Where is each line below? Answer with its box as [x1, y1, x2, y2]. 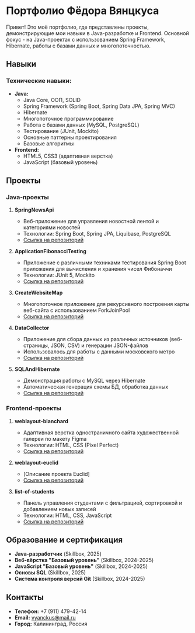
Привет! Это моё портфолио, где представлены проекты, [6, 23, 149, 30]
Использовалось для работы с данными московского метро [23, 348, 175, 355]
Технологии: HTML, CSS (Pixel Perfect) [23, 441, 119, 448]
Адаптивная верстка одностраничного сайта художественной [23, 429, 179, 436]
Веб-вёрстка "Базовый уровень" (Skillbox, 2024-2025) [14, 557, 154, 564]
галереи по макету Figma [23, 435, 87, 442]
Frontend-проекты [6, 404, 61, 413]
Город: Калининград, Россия [14, 620, 88, 628]
